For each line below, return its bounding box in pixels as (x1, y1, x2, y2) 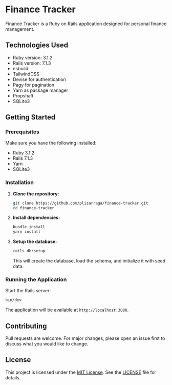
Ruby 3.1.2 (12, 150, 35, 156)
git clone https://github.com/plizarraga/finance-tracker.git (12, 200, 148, 206)
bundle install (12, 225, 46, 230)
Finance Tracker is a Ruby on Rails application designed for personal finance (5, 21, 167, 27)
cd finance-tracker (12, 205, 55, 211)
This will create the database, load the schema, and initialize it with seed (12, 258, 166, 264)
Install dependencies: (12, 214, 60, 221)
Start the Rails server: (5, 288, 51, 294)
